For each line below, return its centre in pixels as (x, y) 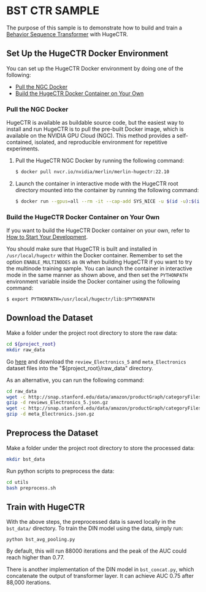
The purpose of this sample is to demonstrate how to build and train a (94, 28)
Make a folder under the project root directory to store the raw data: (92, 333)
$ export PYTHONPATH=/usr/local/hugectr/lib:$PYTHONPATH (81, 299)
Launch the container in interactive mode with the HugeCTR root (97, 183)
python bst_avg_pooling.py (41, 540)
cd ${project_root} (31, 344)
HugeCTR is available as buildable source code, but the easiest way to (95, 123)
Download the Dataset (50, 318)
